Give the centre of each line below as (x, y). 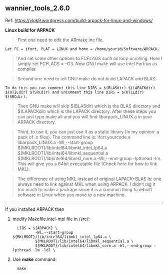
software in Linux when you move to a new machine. (71, 195)
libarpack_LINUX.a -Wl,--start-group (55, 142)
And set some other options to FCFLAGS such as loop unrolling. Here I (90, 58)
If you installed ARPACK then (35, 209)
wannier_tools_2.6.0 (37, 8)
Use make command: (34, 259)
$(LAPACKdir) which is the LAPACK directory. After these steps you (87, 111)
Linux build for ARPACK (30, 30)
